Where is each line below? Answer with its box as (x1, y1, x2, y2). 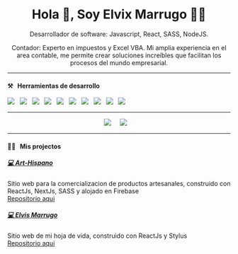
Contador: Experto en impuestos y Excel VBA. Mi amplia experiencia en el (11, 43, 227, 52)
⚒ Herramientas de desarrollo (7, 81, 101, 90)
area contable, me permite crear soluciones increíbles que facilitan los (16, 51, 222, 59)
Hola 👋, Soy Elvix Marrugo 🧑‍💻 (31, 6, 207, 23)
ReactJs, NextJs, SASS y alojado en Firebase (7, 187, 140, 195)
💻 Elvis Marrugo (7, 211, 58, 219)
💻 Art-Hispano (7, 158, 53, 167)
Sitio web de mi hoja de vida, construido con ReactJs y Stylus (7, 231, 188, 240)
